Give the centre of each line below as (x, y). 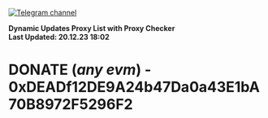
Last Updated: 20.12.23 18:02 (59, 37)
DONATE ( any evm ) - (80, 70)
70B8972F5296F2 (71, 105)
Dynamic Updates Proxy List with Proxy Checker (92, 28)
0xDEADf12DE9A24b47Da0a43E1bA (134, 87)
